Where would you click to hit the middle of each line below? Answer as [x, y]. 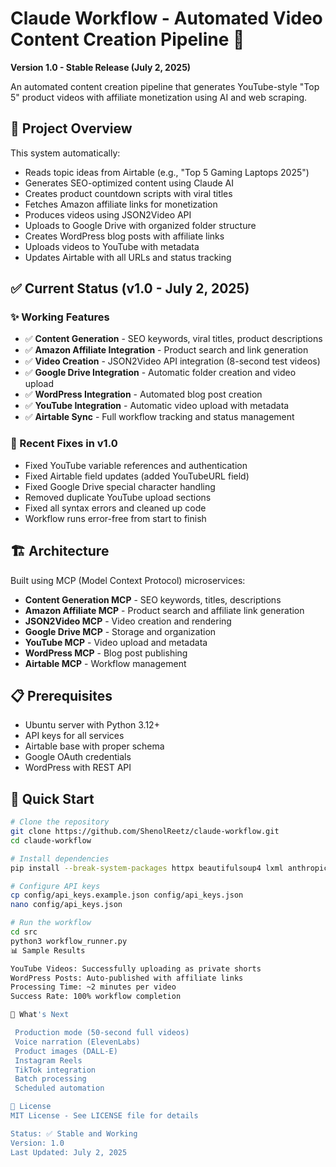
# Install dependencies [60, 858]
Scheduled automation [59, 1088]
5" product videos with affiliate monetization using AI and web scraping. [159, 97]
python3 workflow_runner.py [69, 941]
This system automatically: [65, 153]
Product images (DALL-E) [66, 1051]
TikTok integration [55, 1070]
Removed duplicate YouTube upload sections [118, 497]
